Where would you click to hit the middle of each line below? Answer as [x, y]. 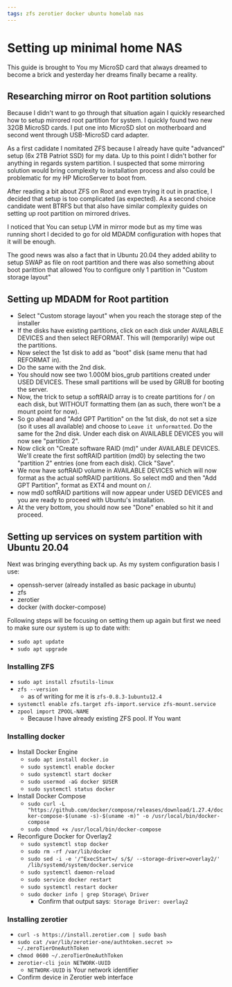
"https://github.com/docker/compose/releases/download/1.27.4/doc [125, 810]
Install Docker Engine [47, 752]
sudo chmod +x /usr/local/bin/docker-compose [94, 830]
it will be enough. [32, 242]
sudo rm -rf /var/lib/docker [70, 851]
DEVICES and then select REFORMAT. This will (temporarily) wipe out [116, 338]
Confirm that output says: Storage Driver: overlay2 [113, 901]
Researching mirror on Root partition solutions [109, 96]
